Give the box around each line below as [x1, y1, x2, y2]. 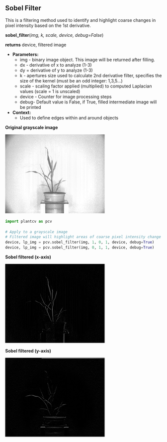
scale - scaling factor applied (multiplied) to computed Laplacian [19, 83, 153, 89]
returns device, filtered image [5, 42, 67, 48]
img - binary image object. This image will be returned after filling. [19, 57, 155, 63]
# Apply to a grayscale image [5, 229, 68, 234]
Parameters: [12, 51, 39, 57]
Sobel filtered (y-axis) [5, 348, 51, 354]
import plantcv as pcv [5, 219, 52, 224]
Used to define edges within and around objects [19, 114, 118, 121]
